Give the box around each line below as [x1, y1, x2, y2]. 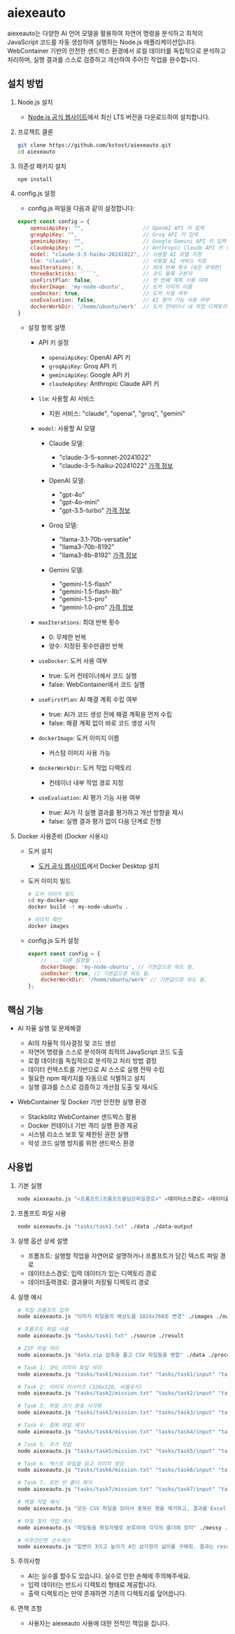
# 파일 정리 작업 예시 [17, 1518, 72, 1525]
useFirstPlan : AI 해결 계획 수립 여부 [38, 695, 138, 703]
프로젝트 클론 [17, 128, 54, 136]
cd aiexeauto [17, 148, 56, 155]
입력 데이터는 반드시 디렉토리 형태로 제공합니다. [27, 1581, 157, 1589]
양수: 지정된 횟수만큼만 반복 [48, 641, 124, 650]
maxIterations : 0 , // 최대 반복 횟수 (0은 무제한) [30, 264, 222, 271]
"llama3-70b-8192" [59, 542, 115, 551]
